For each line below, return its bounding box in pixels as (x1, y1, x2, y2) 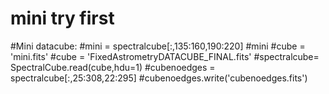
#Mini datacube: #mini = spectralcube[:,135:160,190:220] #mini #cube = (10, 40, 306, 52)
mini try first (10, 7, 115, 30)
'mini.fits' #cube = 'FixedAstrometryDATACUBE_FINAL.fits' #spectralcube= (10, 50, 320, 62)
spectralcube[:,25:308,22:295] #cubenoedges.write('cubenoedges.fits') (10, 72, 308, 84)
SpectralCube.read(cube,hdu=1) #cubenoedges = (10, 61, 216, 73)
